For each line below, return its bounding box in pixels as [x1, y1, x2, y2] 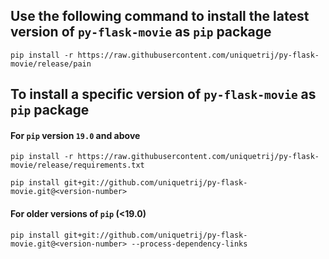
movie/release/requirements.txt [10, 160, 145, 171]
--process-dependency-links [131, 239, 248, 249]
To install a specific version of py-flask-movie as [10, 86, 317, 103]
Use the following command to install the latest [10, 8, 310, 25]
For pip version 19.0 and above [10, 129, 141, 141]
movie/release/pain [10, 59, 92, 69]
